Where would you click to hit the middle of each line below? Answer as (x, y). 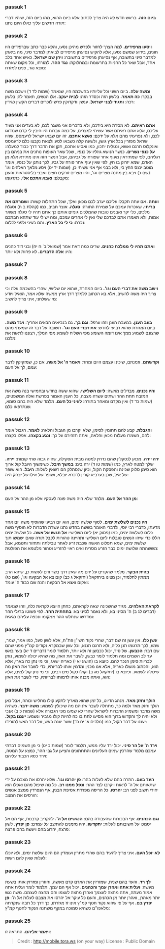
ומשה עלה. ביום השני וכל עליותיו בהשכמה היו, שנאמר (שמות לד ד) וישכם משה (78, 91)
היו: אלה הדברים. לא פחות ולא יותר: (39, 251)
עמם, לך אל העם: (21, 367)
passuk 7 (16, 264)
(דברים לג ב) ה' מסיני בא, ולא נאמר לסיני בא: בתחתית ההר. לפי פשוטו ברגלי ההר (81, 611)
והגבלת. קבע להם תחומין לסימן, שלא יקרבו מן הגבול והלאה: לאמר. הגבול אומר (78, 430)
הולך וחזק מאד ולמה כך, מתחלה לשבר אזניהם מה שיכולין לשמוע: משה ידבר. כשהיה (82, 706)
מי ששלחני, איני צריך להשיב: (31, 299)
